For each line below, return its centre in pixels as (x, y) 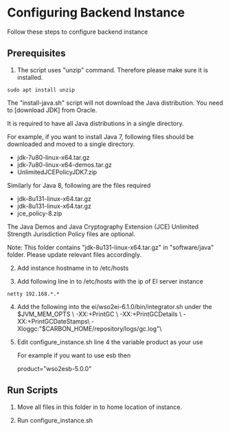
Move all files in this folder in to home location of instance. (100, 407)
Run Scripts (33, 390)
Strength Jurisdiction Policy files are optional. (71, 234)
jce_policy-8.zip (39, 213)
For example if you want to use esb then (74, 355)
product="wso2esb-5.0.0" (54, 368)
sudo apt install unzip (41, 90)
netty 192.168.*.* (33, 294)
